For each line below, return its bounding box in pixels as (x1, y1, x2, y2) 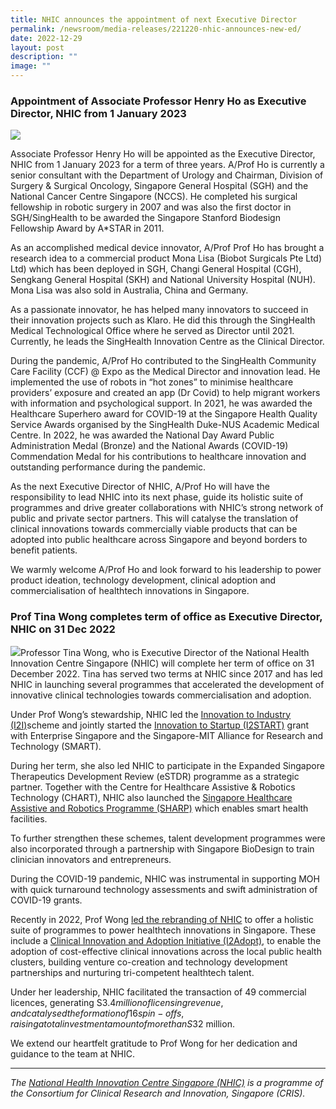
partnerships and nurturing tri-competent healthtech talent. (10, 966, 255, 978)
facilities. (10, 812, 48, 825)
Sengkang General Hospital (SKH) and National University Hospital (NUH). (10, 274, 316, 286)
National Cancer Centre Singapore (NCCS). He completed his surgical (10, 191, 298, 203)
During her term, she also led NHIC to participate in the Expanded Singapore (10, 759, 325, 771)
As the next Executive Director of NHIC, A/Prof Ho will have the (10, 481, 270, 493)
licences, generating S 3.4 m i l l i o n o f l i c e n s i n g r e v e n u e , (10, 996, 224, 1008)
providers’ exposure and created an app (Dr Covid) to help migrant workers (10, 387, 321, 399)
